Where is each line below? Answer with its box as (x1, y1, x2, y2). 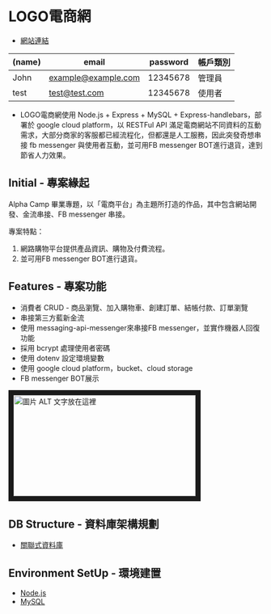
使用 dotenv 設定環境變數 (19, 353, 105, 363)
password (149, 56, 188, 67)
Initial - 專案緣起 (8, 176, 90, 190)
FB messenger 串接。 (57, 209, 129, 219)
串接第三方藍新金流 (19, 313, 85, 322)
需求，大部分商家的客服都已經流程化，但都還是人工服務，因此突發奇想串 (19, 130, 261, 140)
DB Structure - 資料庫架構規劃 (8, 517, 159, 531)
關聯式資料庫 (19, 540, 63, 550)
